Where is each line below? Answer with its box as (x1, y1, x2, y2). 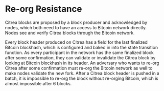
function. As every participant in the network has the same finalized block (5, 50, 154, 55)
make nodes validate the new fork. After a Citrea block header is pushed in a (5, 70, 160, 76)
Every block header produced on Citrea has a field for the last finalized (5, 39, 148, 45)
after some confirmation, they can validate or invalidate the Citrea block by (5, 55, 156, 60)
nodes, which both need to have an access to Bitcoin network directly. (5, 24, 147, 30)
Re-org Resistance (5, 3, 82, 15)
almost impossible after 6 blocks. (5, 80, 72, 86)
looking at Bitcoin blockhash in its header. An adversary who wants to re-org (5, 60, 160, 66)
